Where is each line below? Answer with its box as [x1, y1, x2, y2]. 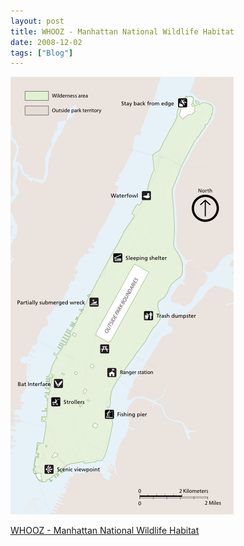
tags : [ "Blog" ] [10, 48, 74, 58]
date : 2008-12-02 [10, 37, 83, 47]
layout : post [10, 16, 65, 26]
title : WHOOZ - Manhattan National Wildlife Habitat [10, 26, 235, 37]
